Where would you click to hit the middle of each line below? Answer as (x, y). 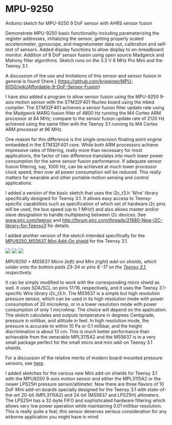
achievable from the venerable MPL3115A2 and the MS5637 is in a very (81, 337)
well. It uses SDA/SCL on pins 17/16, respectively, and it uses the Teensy (82, 287)
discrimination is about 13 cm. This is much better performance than (78, 331)
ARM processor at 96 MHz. (34, 129)
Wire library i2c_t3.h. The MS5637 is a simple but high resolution (92, 293)
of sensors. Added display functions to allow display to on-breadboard (89, 49)
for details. (59, 225)
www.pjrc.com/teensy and (33, 220)
